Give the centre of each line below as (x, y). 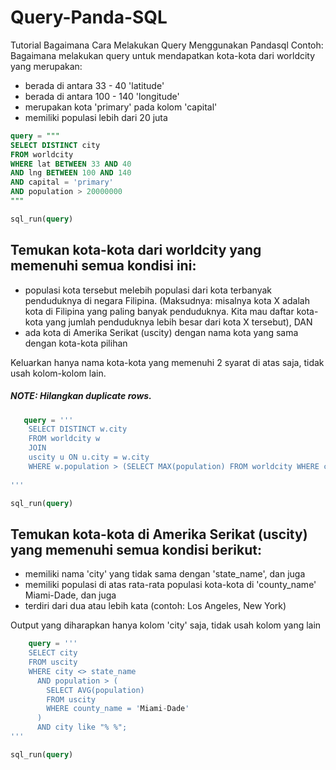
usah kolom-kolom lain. (58, 373)
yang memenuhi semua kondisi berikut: (136, 549)
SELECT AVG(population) (95, 690)
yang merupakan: (46, 66)
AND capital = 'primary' (62, 182)
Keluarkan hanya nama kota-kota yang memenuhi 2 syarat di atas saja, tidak (167, 362)
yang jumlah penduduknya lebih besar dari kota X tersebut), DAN (179, 322)
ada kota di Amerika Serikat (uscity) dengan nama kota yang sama (161, 332)
